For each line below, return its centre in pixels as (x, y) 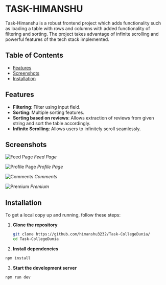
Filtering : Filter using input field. (46, 107)
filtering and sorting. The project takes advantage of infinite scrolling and (82, 34)
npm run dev (18, 277)
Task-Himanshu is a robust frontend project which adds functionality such (83, 23)
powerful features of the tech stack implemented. (57, 39)
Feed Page (45, 157)
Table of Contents (34, 55)
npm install (18, 258)
